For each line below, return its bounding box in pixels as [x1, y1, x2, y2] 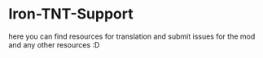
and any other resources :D [8, 39, 100, 49]
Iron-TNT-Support [8, 5, 134, 23]
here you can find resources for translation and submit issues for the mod [8, 31, 256, 41]
